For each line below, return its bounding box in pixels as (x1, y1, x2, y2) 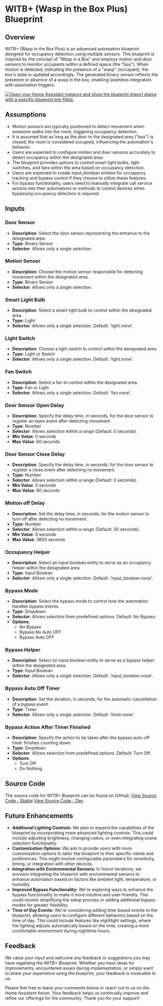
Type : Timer (12, 706, 37, 712)
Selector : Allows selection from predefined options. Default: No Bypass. (12, 614, 157, 620)
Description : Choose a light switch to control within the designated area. (12, 346, 158, 352)
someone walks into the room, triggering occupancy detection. (12, 129, 138, 134)
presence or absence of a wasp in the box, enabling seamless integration (5, 77, 152, 82)
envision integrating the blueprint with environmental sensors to (12, 871, 140, 877)
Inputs (5, 205, 25, 213)
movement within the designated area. (12, 274, 89, 280)
